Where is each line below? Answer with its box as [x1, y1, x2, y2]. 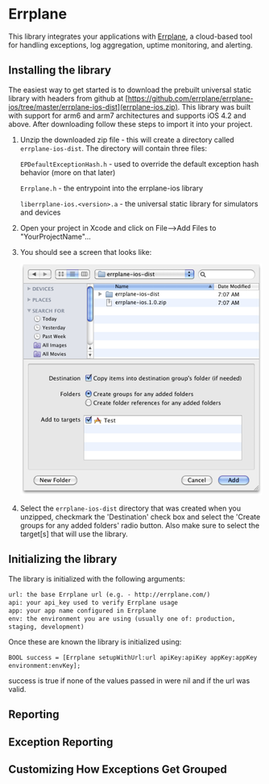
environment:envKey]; [8, 661, 81, 669]
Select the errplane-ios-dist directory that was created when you [19, 503, 242, 513]
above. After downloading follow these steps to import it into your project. [8, 119, 253, 129]
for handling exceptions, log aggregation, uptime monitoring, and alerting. [8, 40, 253, 49]
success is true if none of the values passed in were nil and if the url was [8, 675, 250, 686]
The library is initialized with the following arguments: [8, 573, 185, 583]
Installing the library [8, 64, 112, 77]
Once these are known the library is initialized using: [8, 636, 182, 646]
